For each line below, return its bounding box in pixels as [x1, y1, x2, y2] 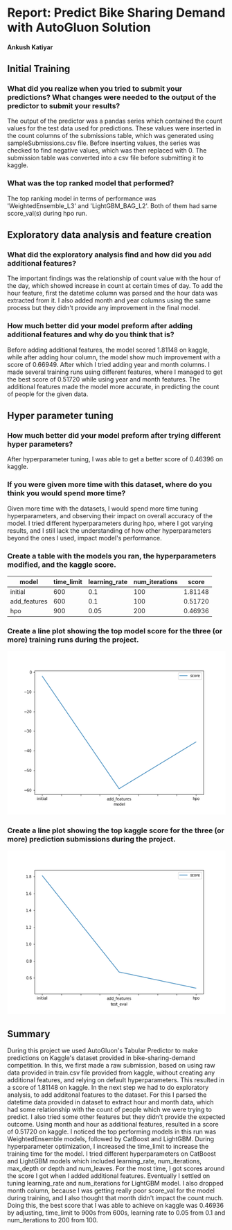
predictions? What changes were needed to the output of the [7, 92, 217, 102]
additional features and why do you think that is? [7, 330, 175, 339]
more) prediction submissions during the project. [7, 835, 176, 844]
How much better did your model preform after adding [7, 321, 193, 331]
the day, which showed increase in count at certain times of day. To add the [7, 282, 223, 290]
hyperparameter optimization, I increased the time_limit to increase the [7, 1143, 209, 1151]
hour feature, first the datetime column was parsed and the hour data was [7, 289, 218, 298]
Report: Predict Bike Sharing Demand [7, 5, 226, 21]
